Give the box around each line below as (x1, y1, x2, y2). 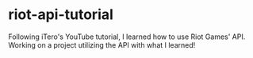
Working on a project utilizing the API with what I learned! (8, 40, 196, 49)
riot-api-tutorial (8, 6, 113, 24)
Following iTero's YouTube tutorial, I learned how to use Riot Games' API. (8, 32, 246, 41)
